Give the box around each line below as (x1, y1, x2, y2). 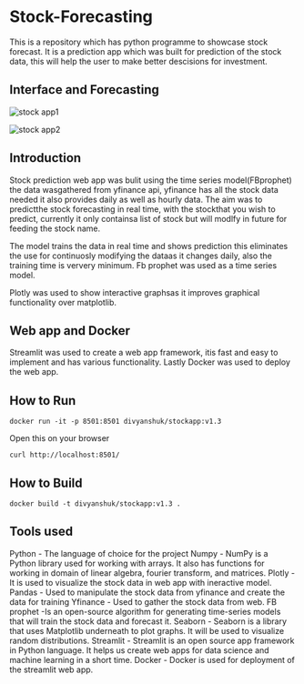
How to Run (9, 393, 76, 408)
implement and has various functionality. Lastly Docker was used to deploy (9, 357, 291, 367)
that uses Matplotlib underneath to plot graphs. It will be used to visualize (9, 625, 285, 636)
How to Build (9, 475, 84, 490)
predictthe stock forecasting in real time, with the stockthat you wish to (9, 203, 276, 215)
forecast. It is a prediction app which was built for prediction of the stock (9, 45, 282, 56)
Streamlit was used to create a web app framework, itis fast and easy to (9, 347, 279, 358)
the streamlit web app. (9, 664, 94, 675)
